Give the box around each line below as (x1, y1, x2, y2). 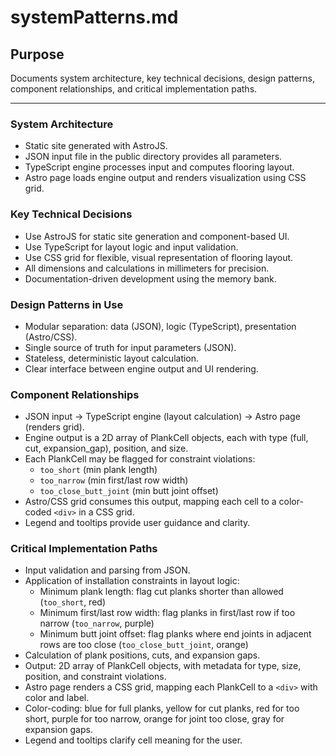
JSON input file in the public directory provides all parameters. (24, 151, 283, 163)
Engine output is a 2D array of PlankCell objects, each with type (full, (24, 432, 309, 444)
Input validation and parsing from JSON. (24, 564, 191, 576)
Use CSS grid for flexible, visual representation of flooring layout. (24, 251, 294, 263)
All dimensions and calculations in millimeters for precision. (24, 262, 270, 274)
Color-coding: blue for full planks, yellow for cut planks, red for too (24, 702, 300, 715)
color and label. (24, 692, 90, 704)
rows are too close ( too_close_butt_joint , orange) (39, 639, 249, 651)
